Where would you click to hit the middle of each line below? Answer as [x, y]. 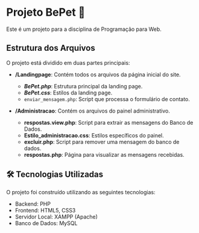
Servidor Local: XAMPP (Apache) [56, 217]
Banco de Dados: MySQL [46, 223]
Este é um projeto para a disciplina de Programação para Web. [84, 29]
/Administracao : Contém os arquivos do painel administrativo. [92, 111]
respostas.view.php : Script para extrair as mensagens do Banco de [109, 122]
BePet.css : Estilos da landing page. [68, 93]
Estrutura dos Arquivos [51, 48]
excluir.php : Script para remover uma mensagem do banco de [102, 142]
